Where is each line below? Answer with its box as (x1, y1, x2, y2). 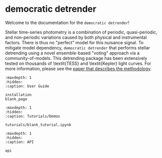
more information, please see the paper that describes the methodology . (5, 65, 152, 72)
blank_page (5, 97, 27, 102)
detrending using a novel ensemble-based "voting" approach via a (5, 50, 140, 56)
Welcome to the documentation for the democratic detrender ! (5, 20, 130, 26)
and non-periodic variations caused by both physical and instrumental (5, 34, 147, 40)
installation (5, 92, 32, 97)
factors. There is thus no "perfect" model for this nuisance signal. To (5, 39, 144, 45)
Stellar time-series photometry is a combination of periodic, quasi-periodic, (5, 29, 158, 35)
